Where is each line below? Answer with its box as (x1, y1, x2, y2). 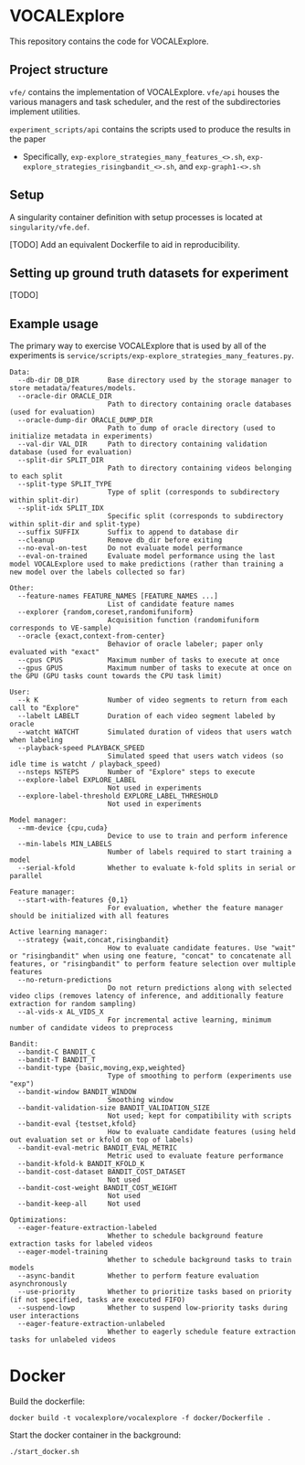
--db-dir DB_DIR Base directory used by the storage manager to (17, 376, 292, 385)
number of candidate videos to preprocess (9, 1024, 174, 1033)
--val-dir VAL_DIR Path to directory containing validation (17, 440, 268, 449)
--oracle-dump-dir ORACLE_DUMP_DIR (17, 416, 153, 425)
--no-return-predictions (17, 975, 112, 985)
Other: (9, 584, 35, 593)
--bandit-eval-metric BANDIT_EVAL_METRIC (17, 1143, 178, 1152)
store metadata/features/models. (9, 384, 137, 393)
